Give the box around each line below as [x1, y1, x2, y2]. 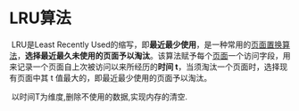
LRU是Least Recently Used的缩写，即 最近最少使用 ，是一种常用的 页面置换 [11, 39, 283, 50]
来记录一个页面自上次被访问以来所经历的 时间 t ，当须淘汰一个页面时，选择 [9, 61, 280, 72]
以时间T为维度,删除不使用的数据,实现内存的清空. [11, 91, 188, 102]
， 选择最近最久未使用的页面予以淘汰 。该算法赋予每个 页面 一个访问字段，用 [17, 50, 291, 60]
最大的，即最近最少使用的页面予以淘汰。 [62, 72, 212, 83]
